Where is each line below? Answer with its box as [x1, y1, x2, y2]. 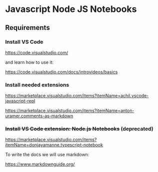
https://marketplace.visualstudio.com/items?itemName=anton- [5, 108, 134, 114]
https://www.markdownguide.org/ [5, 161, 75, 168]
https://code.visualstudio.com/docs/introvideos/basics [5, 69, 118, 75]
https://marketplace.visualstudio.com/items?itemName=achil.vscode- [5, 93, 149, 99]
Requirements [5, 23, 50, 32]
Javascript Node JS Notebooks [5, 3, 137, 15]
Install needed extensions [5, 81, 69, 88]
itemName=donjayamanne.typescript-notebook [5, 142, 103, 148]
